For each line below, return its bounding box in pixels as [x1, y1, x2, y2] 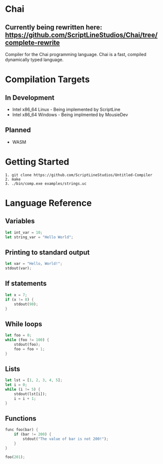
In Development [5, 93, 55, 102]
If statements [5, 279, 47, 288]
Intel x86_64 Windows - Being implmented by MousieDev [12, 112, 129, 118]
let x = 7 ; [5, 292, 27, 297]
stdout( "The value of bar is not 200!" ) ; [23, 436, 109, 441]
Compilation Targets [5, 74, 90, 85]
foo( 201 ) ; [5, 454, 26, 460]
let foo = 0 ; [5, 333, 32, 338]
